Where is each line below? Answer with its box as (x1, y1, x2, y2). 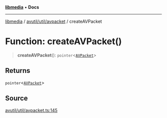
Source (5, 94, 28, 103)
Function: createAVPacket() (5, 36, 122, 47)
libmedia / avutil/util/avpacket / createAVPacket (5, 18, 102, 24)
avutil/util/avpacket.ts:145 (5, 107, 58, 113)
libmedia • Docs (5, 4, 39, 10)
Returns (5, 66, 31, 75)
